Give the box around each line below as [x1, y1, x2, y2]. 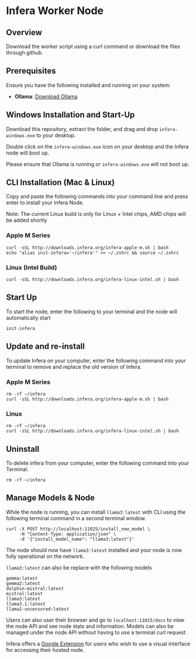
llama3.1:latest [6, 601, 46, 607]
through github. [6, 49, 44, 56]
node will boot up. [6, 149, 50, 156]
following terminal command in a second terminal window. [6, 514, 146, 521]
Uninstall [6, 444, 40, 454]
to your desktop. [36, 132, 76, 139]
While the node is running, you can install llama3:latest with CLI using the [6, 508, 186, 516]
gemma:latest [6, 575, 38, 581]
